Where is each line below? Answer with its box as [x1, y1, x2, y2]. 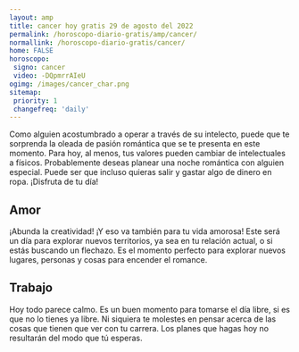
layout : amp [9, 13, 54, 22]
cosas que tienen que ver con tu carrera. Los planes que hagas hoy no [9, 323, 270, 333]
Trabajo [9, 281, 54, 296]
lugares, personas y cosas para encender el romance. [9, 255, 208, 265]
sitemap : [9, 88, 42, 96]
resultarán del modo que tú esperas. [9, 332, 143, 343]
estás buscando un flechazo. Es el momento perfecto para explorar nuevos [9, 245, 286, 256]
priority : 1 [12, 96, 58, 105]
